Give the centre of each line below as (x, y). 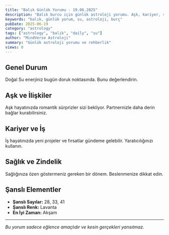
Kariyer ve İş (25, 129)
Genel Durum (26, 68)
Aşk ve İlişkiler (28, 95)
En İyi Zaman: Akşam (35, 212)
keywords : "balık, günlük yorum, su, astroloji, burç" (64, 19)
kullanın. (14, 146)
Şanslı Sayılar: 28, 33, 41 (38, 202)
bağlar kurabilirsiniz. (26, 113)
